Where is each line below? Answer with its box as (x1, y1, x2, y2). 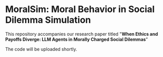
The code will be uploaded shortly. (5, 46, 77, 52)
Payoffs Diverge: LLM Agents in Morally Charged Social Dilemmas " (5, 36, 148, 42)
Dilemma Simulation (5, 14, 91, 26)
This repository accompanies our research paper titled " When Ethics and (5, 31, 158, 37)
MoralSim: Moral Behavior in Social (5, 4, 155, 15)
